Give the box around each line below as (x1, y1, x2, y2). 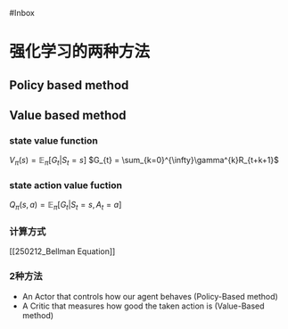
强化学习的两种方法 (9, 42, 151, 62)
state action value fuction (9, 178, 123, 191)
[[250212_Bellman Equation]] (9, 246, 116, 257)
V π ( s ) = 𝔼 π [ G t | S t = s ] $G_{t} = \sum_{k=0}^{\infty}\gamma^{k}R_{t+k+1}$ (9, 155, 279, 168)
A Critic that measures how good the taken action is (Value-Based (21, 300, 265, 311)
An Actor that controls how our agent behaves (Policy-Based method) (21, 291, 278, 301)
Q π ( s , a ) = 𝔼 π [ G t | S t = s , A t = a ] (9, 200, 122, 212)
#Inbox (9, 8, 36, 18)
